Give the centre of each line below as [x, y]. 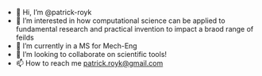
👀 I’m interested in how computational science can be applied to [120, 21]
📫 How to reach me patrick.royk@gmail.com [89, 63]
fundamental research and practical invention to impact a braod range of [135, 29]
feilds [25, 37]
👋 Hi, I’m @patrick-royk [54, 12]
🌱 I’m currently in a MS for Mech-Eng [76, 46]
